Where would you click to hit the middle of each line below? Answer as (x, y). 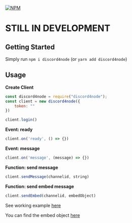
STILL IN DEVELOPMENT (58, 28)
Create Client (19, 87)
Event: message (23, 148)
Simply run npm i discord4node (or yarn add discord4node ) (66, 59)
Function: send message (32, 167)
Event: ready (19, 130)
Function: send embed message (40, 186)
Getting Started (30, 47)
